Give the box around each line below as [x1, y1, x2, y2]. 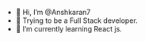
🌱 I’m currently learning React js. [15, 24, 123, 33]
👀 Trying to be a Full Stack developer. [15, 16, 139, 25]
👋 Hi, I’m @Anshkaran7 [15, 8, 91, 17]
